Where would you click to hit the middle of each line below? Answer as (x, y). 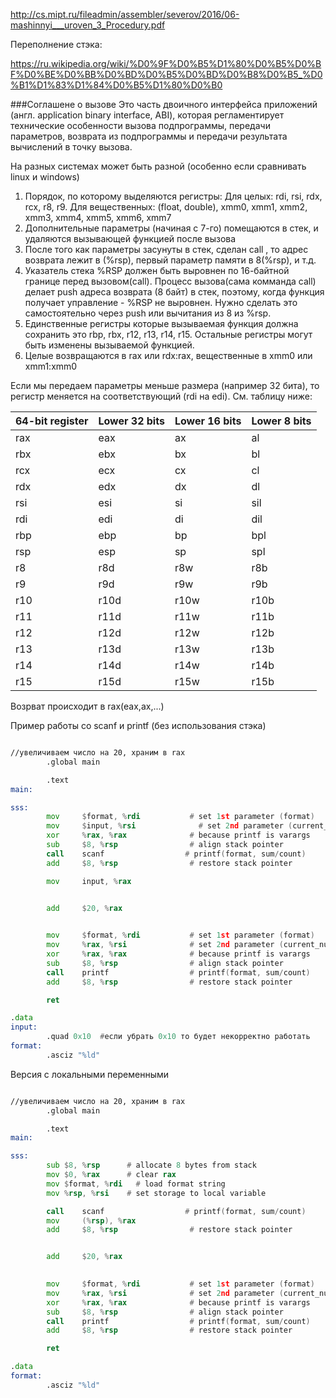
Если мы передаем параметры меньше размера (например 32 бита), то (165, 385)
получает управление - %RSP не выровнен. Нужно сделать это (161, 302)
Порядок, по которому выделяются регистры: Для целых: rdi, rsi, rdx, (173, 196)
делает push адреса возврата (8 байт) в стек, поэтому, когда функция (174, 292)
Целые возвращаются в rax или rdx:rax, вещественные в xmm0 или (168, 355)
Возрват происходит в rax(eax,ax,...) (87, 706)
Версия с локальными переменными (90, 1074)
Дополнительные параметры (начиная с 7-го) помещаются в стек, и (171, 228)
